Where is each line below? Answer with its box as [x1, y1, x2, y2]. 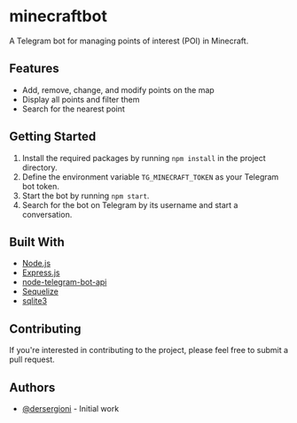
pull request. [9, 354, 55, 365]
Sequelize [21, 286, 59, 297]
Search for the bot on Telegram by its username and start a [21, 199, 238, 210]
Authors [9, 380, 56, 395]
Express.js [21, 267, 60, 278]
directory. [21, 162, 58, 173]
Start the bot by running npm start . [21, 190, 150, 201]
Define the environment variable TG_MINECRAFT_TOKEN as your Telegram [21, 171, 279, 182]
